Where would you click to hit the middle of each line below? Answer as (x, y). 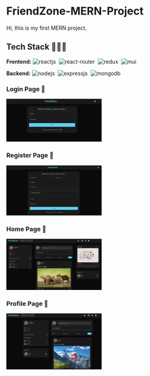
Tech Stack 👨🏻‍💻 (37, 47)
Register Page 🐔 (30, 156)
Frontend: (19, 61)
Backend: (18, 73)
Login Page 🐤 (26, 89)
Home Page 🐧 (26, 229)
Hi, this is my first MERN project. (47, 28)
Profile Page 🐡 (27, 304)
